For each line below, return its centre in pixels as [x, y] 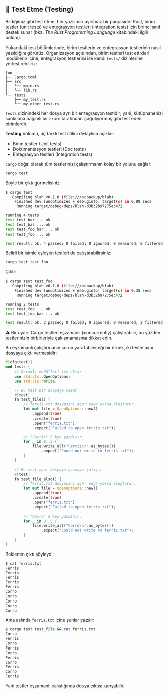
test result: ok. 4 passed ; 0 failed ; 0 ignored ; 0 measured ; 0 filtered [84, 243]
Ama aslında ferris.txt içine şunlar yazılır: [50, 620]
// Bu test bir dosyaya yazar [46, 390]
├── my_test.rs [30, 99]
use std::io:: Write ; [36, 381]
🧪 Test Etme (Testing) [39, 9]
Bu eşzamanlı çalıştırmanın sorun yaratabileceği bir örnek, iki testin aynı [79, 348]
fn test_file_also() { [38, 479]
